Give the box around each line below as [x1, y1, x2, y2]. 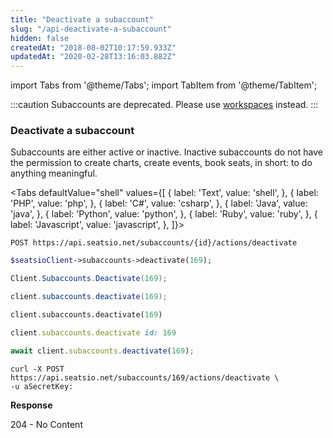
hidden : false [10, 33, 70, 43]
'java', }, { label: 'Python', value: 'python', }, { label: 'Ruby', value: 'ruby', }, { [10, 208, 318, 220]
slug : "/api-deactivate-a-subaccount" [10, 24, 172, 34]
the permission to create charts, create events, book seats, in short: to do [10, 157, 313, 169]
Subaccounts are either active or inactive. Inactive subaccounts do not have [10, 146, 323, 158]
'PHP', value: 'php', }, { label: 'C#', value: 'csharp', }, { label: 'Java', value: [10, 197, 308, 210]
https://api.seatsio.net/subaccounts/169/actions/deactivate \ [10, 372, 280, 383]
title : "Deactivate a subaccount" [10, 14, 155, 25]
